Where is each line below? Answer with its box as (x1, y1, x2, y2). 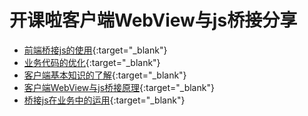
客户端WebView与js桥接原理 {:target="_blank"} (23, 81, 215, 93)
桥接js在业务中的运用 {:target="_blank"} (23, 94, 186, 106)
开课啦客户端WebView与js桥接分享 (9, 9, 298, 32)
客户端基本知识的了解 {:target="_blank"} (23, 69, 187, 81)
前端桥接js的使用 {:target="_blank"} (23, 44, 168, 56)
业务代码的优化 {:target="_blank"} (23, 56, 161, 68)
